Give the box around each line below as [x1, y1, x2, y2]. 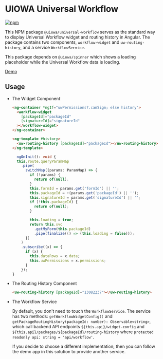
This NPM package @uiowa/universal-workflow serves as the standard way [5, 29, 156, 35]
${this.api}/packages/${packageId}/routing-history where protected [12, 329, 154, 335]
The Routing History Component [12, 281, 77, 286]
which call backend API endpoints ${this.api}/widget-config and [12, 324, 145, 330]
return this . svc [30, 222, 63, 227]
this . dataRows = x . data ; [30, 254, 80, 259]
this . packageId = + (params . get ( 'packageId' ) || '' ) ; [30, 190, 139, 195]
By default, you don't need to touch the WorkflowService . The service [12, 308, 151, 314]
